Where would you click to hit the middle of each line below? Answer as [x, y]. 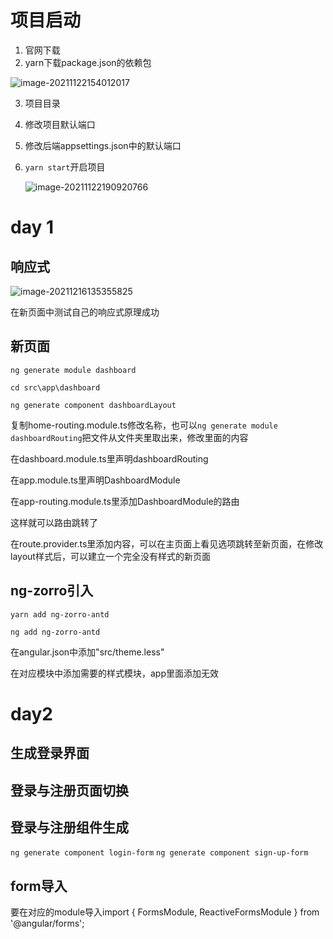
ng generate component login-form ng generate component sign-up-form [159, 853]
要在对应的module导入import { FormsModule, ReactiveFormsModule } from [165, 912]
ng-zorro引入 [52, 591]
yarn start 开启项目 [65, 167]
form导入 [39, 886]
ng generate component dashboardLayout [93, 405]
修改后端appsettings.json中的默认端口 [103, 145]
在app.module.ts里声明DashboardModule [95, 480]
